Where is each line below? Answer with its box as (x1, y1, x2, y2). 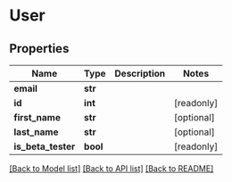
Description (114, 68, 166, 79)
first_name (13, 112, 61, 123)
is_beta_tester (13, 140, 76, 153)
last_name (13, 126, 59, 138)
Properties (9, 41, 70, 56)
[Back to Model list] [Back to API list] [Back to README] (9, 163, 214, 174)
